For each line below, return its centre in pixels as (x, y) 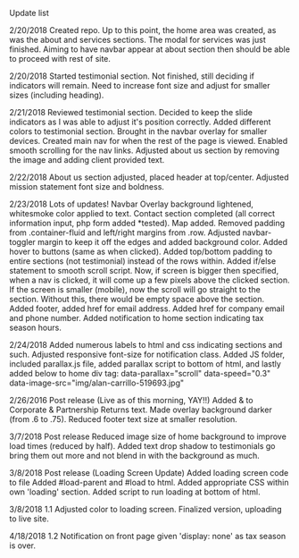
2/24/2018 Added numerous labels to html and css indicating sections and (146, 345)
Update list (29, 13)
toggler (22, 242)
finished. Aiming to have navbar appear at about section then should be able (149, 49)
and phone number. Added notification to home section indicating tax (137, 318)
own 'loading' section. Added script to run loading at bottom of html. (135, 492)
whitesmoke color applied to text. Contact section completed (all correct (142, 213)
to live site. (29, 519)
